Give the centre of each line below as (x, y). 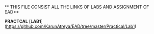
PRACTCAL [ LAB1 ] (24, 21)
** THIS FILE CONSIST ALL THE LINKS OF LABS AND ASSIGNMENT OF (77, 7)
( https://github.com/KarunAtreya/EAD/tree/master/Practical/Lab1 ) (71, 26)
